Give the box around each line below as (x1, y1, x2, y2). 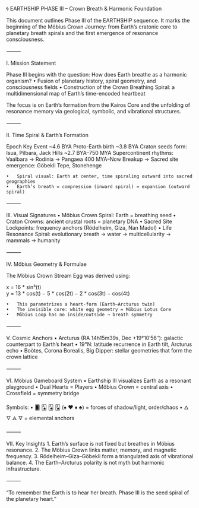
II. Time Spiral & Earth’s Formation (6, 132, 89, 138)
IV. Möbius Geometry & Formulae (6, 261, 87, 268)
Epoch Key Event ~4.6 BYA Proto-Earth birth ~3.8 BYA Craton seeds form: (6, 143, 187, 150)
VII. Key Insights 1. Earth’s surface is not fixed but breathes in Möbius (6, 440, 175, 447)
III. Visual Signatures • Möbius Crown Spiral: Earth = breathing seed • (6, 212, 176, 218)
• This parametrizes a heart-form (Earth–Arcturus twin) (6, 301, 156, 307)
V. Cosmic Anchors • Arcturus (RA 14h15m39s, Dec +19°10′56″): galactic (6, 335, 184, 341)
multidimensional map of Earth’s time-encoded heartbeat (6, 90, 146, 97)
